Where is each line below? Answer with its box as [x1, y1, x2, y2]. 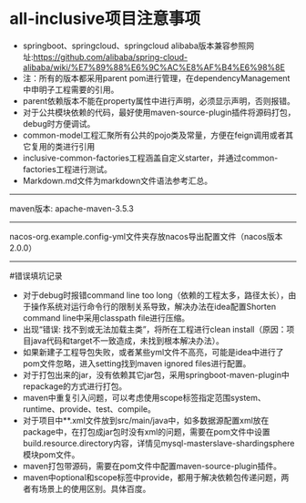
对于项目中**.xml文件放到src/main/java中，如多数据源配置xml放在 [22, 415, 270, 426]
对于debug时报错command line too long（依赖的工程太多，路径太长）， [22, 289, 289, 301]
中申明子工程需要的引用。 [22, 84, 119, 95]
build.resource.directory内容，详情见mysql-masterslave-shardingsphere [22, 437, 295, 448]
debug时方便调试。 [22, 118, 96, 128]
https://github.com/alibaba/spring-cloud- [33, 51, 189, 62]
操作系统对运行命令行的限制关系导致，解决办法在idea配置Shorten [30, 301, 276, 312]
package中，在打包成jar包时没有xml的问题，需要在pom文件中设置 [22, 426, 270, 437]
